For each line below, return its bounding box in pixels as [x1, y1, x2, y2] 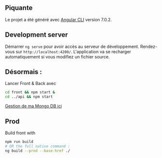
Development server [5, 31, 68, 39]
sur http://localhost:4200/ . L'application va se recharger [15, 48, 132, 55]
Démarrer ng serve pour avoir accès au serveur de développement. [5, 43, 139, 49]
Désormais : [5, 68, 42, 76]
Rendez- [140, 43, 158, 49]
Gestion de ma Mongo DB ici [5, 103, 62, 109]
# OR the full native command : [5, 144, 70, 149]
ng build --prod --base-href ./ [5, 148, 70, 153]
